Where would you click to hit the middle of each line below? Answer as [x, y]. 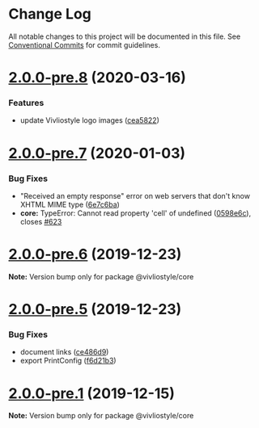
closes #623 [41, 221]
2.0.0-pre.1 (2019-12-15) [92, 393]
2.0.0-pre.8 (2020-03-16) [97, 78]
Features [26, 103]
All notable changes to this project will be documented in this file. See [125, 36]
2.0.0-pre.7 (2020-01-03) [97, 153]
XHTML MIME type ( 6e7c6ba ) [70, 204]
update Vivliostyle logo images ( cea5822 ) [90, 120]
